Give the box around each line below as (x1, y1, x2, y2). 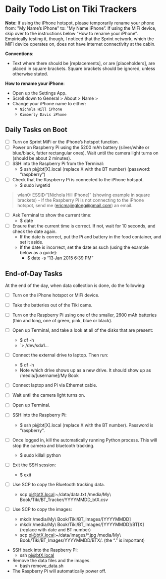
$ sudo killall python (19, 452, 61, 458)
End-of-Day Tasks (5, 269, 63, 278)
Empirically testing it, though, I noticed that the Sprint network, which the (5, 36, 154, 42)
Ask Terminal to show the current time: (12, 212, 92, 218)
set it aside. (19, 239, 44, 245)
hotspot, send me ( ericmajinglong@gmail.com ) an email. (17, 203, 133, 208)
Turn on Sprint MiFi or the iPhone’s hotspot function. (12, 139, 119, 145)
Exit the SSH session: (12, 462, 56, 468)
